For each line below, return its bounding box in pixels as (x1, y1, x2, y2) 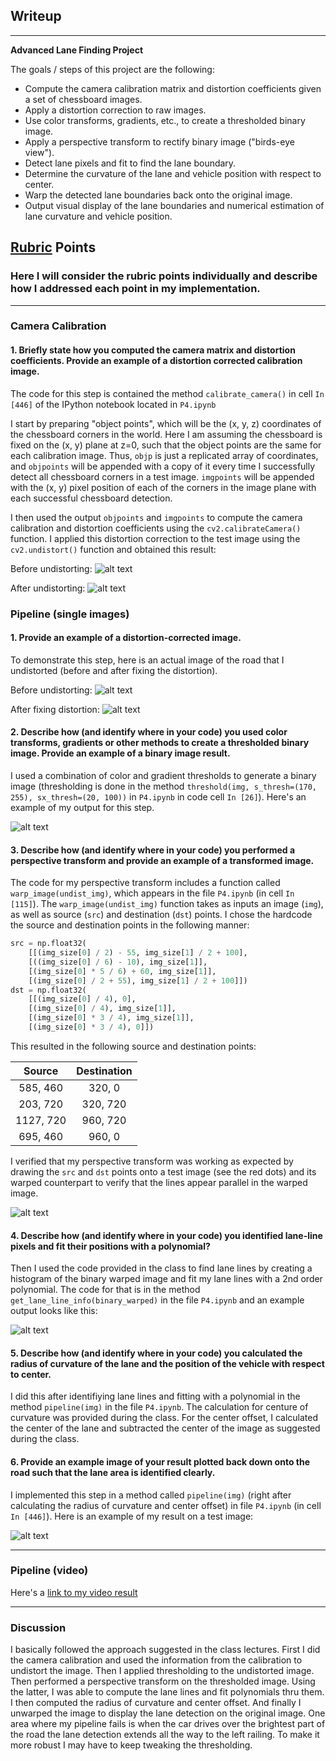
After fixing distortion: (10, 703, 100, 715)
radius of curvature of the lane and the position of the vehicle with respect (10, 1357, 325, 1369)
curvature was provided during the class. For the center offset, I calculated (10, 1412, 319, 1424)
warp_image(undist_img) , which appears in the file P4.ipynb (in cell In (10, 887, 295, 899)
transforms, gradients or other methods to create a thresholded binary (10, 737, 310, 749)
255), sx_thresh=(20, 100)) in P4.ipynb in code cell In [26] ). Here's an (10, 790, 307, 803)
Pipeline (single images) (10, 607, 130, 621)
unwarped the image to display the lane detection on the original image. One (10, 1707, 326, 1719)
